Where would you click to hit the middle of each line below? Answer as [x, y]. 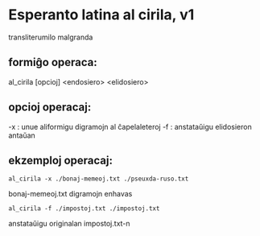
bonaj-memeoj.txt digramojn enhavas [70, 194]
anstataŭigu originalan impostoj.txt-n [69, 224]
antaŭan [22, 135]
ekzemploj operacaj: [60, 160]
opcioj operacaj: [50, 108]
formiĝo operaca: [53, 62]
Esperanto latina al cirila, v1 [101, 15]
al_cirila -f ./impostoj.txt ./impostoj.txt [84, 209]
